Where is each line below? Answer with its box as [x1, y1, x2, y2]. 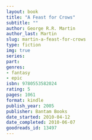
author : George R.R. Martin [6, 25, 76, 32]
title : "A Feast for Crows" [6, 14, 76, 20]
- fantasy [6, 70, 31, 76]
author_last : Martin [6, 31, 58, 37]
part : [6, 58, 20, 64]
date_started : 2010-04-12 [6, 114, 70, 120]
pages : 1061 [6, 92, 36, 98]
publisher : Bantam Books [6, 108, 68, 114]
